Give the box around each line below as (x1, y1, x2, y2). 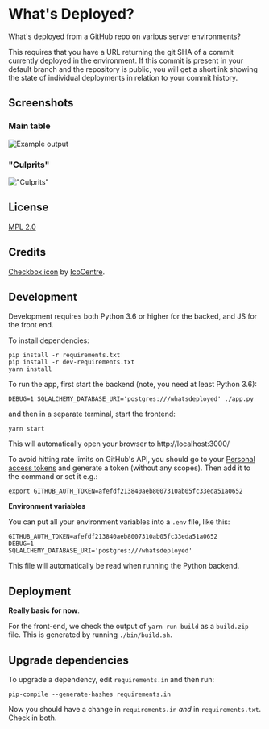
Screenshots (8, 96, 74, 110)
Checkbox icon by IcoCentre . (8, 267, 106, 277)
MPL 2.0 (8, 222, 36, 231)
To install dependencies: (8, 335, 90, 345)
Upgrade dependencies (8, 653, 129, 667)
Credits (8, 245, 47, 259)
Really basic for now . (8, 606, 81, 615)
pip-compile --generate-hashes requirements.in (8, 690, 172, 698)
